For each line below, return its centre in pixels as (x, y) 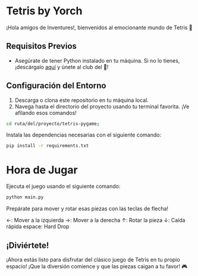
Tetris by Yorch (44, 11)
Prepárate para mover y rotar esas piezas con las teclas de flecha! (87, 209)
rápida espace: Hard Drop (38, 227)
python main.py (25, 197)
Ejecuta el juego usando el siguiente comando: (63, 187)
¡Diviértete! (28, 245)
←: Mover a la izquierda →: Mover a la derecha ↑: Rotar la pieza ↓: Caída (96, 220)
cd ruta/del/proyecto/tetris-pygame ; (53, 123)
